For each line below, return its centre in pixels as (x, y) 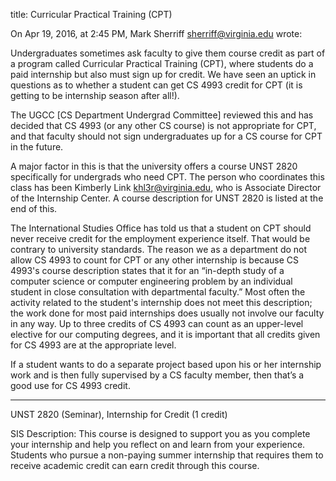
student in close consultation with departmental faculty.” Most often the (158, 292)
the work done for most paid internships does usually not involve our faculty (167, 313)
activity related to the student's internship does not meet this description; (161, 302)
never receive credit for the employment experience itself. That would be (160, 238)
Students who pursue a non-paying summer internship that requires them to (167, 455)
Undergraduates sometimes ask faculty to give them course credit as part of (168, 53)
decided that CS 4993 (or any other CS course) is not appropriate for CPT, (163, 125)
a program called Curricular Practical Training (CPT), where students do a (162, 63)
